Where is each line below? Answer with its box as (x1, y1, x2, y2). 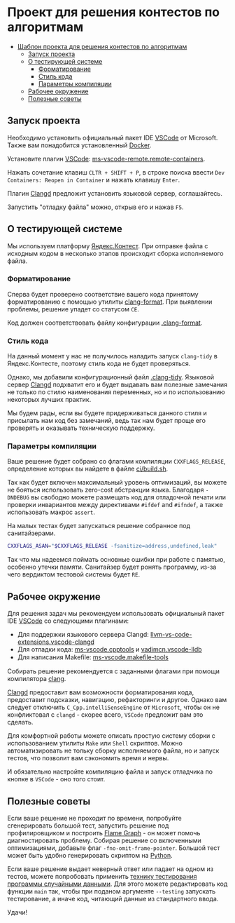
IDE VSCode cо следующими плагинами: (7, 617, 129, 625)
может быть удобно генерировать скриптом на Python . (7, 851, 173, 859)
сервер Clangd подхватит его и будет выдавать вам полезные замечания (7, 380, 228, 389)
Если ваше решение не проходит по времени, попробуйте (7, 814, 182, 822)
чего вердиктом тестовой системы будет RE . (7, 570, 141, 579)
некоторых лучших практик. (7, 396, 92, 404)
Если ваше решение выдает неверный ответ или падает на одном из (7, 864, 214, 873)
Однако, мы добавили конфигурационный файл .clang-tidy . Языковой (7, 373, 215, 382)
